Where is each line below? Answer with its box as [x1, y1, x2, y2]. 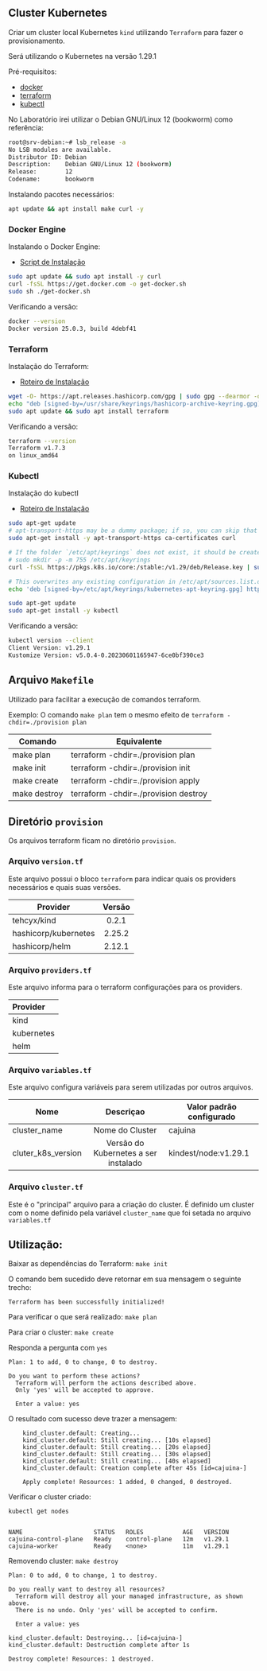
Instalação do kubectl [8, 488, 79, 498]
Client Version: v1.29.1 [8, 644, 91, 652]
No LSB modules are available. [8, 146, 112, 153]
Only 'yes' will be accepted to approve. [15, 1386, 155, 1394]
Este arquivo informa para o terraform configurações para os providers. [8, 982, 242, 993]
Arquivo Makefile [8, 674, 94, 687]
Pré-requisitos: [8, 67, 57, 76]
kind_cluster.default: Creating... [22, 1429, 141, 1438]
